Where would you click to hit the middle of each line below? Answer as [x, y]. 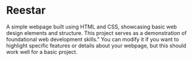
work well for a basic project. [42, 52]
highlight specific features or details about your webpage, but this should [96, 46]
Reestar [26, 10]
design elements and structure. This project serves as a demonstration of [96, 33]
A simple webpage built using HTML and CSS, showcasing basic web [92, 27]
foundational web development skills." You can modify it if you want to [93, 39]
